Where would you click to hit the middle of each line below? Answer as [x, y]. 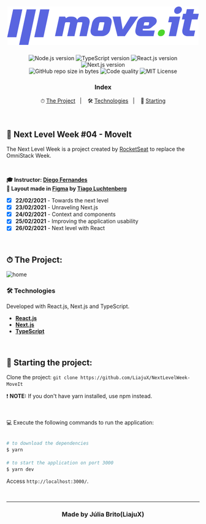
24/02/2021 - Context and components [65, 214]
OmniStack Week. [29, 156]
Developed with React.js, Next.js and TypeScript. [68, 306]
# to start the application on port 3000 [60, 463]
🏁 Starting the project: [49, 362]
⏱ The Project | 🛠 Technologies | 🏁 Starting [103, 101]
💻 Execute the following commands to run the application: [80, 423]
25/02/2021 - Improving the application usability [77, 222]
